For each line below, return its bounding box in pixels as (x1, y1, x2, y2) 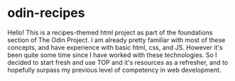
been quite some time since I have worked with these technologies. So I (7, 51, 218, 59)
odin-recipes (7, 5, 85, 21)
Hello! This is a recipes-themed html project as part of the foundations (7, 28, 213, 37)
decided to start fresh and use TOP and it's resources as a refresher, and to (7, 58, 229, 66)
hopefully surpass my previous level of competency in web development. (7, 66, 222, 74)
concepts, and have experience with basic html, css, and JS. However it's (7, 43, 223, 51)
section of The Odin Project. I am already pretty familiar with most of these (7, 35, 226, 44)
